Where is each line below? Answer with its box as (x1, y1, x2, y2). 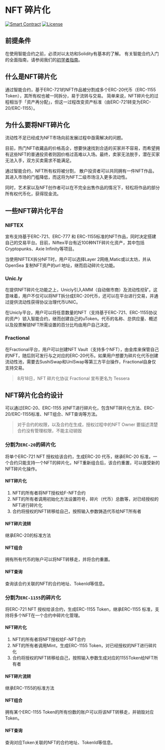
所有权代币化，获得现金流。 (5, 191, 61, 197)
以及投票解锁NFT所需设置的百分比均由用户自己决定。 (5, 322, 113, 328)
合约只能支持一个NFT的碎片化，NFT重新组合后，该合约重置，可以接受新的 (9, 459, 160, 465)
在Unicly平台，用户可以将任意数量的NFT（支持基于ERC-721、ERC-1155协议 (5, 310, 158, 316)
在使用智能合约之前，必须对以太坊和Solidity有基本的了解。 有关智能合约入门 (5, 50, 159, 57)
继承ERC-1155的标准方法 (5, 685, 55, 691)
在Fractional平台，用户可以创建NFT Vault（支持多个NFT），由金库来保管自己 (5, 346, 159, 352)
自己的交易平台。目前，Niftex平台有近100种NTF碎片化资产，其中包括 (5, 240, 145, 246)
